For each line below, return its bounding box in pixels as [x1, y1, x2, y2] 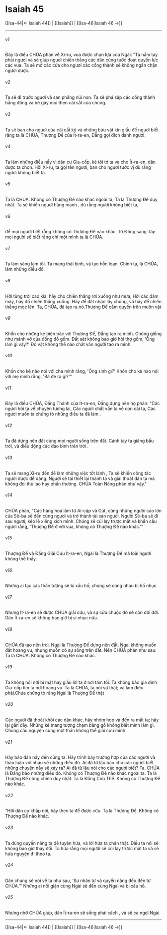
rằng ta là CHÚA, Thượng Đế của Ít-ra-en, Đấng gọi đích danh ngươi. [5, 132, 146, 138]
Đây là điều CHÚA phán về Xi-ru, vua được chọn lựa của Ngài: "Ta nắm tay [5, 51, 158, 58]
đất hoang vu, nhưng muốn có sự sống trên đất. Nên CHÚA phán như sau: [5, 647, 157, 653]
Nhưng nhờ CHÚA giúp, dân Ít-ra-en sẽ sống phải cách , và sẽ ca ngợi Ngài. [5, 910, 161, 916]
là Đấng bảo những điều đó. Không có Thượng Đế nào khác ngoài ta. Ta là [5, 770, 157, 776]
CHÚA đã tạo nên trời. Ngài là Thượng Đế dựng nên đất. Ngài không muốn [5, 642, 157, 648]
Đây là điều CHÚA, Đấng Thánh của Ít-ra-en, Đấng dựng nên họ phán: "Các [5, 401, 160, 407]
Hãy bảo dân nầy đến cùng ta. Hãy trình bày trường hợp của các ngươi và [5, 754, 156, 760]
